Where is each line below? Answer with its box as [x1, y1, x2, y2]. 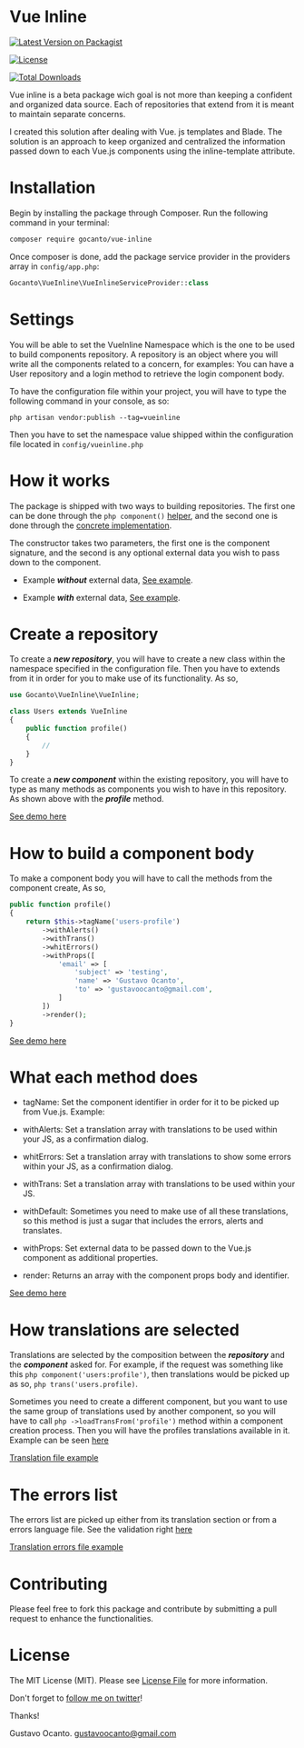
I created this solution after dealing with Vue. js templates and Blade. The [9, 125, 283, 137]
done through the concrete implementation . [9, 520, 172, 531]
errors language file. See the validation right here [9, 1524, 193, 1535]
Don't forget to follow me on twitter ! [9, 1693, 143, 1703]
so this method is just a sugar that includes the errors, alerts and [22, 1215, 264, 1226]
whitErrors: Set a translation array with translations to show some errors [22, 1152, 292, 1163]
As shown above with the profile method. [9, 794, 165, 804]
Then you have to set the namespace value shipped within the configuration [9, 429, 294, 440]
